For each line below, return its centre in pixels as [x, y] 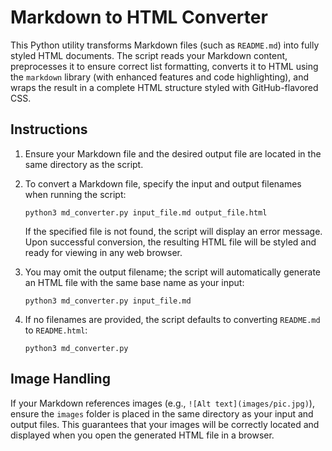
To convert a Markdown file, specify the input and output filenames [163, 183]
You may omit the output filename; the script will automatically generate [172, 272]
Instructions [49, 129]
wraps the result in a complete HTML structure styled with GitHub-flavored [164, 87]
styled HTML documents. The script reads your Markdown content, [149, 55]
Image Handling [60, 379]
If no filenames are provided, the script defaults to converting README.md [172, 319]
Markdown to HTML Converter [139, 17]
